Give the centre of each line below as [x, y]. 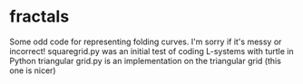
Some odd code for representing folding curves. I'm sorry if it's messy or [146, 42]
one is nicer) [33, 70]
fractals [39, 17]
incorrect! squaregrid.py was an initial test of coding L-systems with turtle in [151, 51]
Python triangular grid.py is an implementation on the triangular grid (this [145, 61]
